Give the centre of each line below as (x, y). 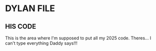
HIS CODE (20, 26)
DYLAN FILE (30, 8)
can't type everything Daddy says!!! (41, 43)
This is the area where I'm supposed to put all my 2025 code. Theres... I (78, 38)
